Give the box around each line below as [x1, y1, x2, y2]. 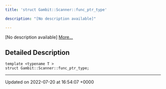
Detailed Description [5, 48, 70, 57]
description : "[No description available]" [5, 16, 96, 21]
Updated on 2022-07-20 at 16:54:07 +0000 [5, 79, 94, 85]
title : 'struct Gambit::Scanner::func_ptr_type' [5, 7, 107, 12]
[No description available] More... [5, 34, 73, 40]
